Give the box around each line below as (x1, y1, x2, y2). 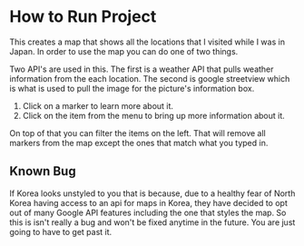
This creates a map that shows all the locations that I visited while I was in (9, 36, 286, 47)
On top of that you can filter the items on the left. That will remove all (9, 127, 266, 138)
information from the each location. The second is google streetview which (9, 73, 290, 84)
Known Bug (9, 163, 76, 179)
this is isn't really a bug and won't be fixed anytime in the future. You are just (9, 216, 296, 228)
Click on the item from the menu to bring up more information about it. (22, 110, 286, 121)
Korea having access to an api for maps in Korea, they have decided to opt (9, 197, 288, 208)
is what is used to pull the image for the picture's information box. (9, 83, 255, 93)
